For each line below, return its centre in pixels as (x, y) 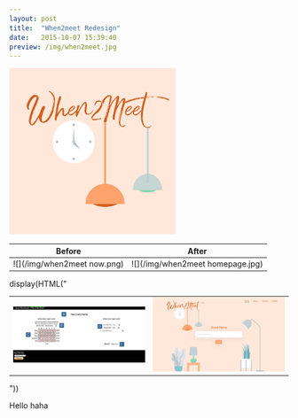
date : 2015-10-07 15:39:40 (63, 37)
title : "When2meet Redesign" (65, 28)
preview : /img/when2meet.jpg (63, 47)
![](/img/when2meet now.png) (68, 264)
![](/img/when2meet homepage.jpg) (197, 264)
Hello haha (29, 405)
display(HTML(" (38, 283)
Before (69, 251)
